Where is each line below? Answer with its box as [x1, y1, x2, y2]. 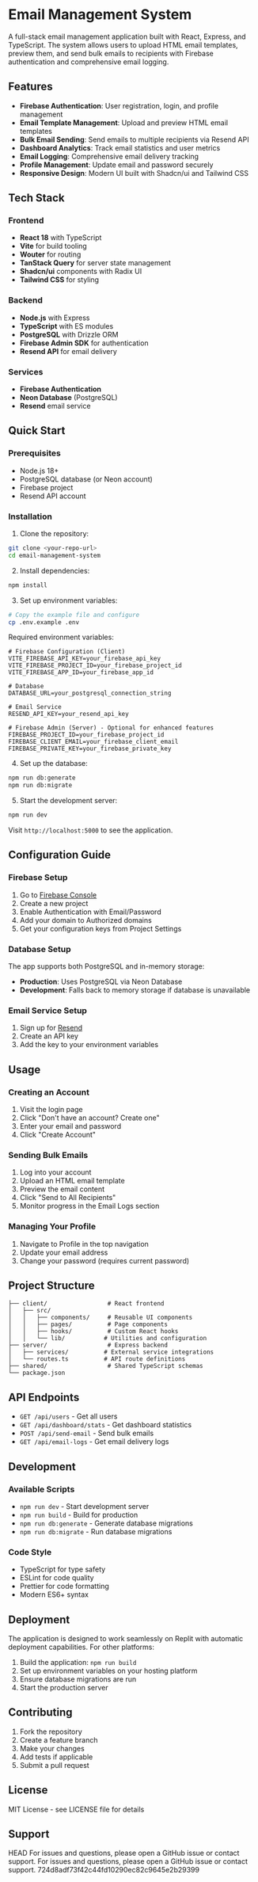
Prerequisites [8, 448, 61, 459]
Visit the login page [19, 1104, 83, 1114]
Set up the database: [19, 759, 89, 768]
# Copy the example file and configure [8, 611, 140, 619]
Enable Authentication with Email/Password [19, 907, 161, 916]
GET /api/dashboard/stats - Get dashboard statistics [19, 1420, 192, 1430]
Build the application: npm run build [19, 1658, 137, 1667]
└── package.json [8, 1369, 66, 1377]
